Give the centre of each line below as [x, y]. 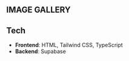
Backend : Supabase [41, 51]
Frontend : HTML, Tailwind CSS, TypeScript [69, 45]
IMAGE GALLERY [38, 10]
